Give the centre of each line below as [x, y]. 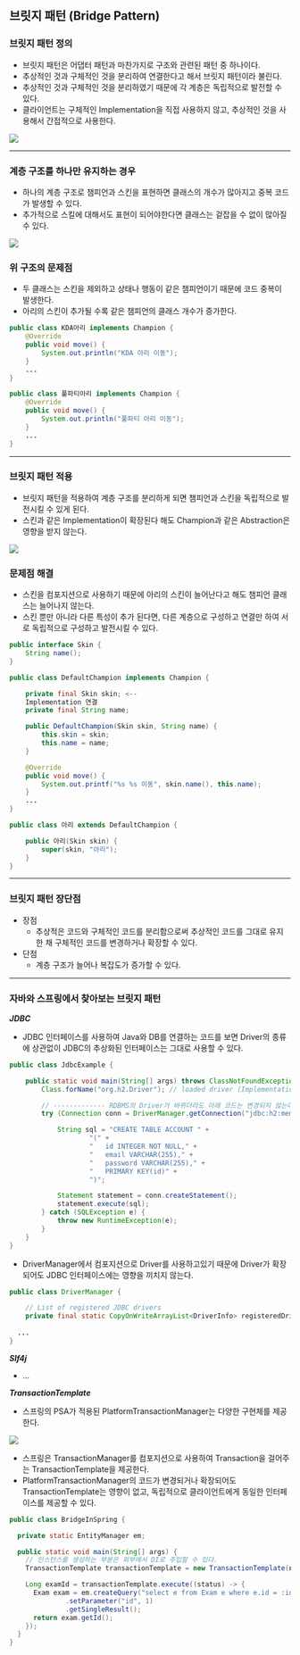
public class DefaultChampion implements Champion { [109, 678]
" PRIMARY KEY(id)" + [133, 1171]
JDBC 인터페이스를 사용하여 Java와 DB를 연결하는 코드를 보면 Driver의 [146, 1036]
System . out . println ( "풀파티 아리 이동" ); [113, 419]
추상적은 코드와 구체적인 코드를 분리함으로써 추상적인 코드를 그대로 [151, 931]
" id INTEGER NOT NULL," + [143, 1147]
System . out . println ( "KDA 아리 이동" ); [110, 353]
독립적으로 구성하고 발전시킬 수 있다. [95, 628]
